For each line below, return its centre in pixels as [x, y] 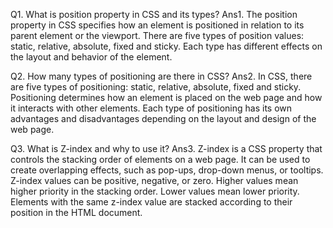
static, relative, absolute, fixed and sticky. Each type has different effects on [166, 46]
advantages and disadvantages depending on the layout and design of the [163, 118]
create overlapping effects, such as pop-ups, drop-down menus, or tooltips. [167, 170]
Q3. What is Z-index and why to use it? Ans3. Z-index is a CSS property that [166, 148]
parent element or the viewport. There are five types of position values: [157, 35]
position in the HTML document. [76, 212]
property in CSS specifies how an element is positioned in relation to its [157, 25]
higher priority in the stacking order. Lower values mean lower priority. [155, 191]
